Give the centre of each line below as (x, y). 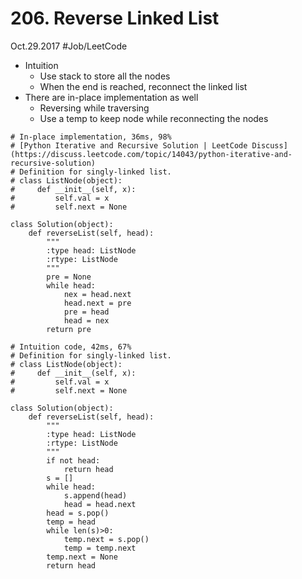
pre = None (69, 277)
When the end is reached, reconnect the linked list (143, 86)
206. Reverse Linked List (115, 18)
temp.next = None (82, 557)
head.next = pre (97, 303)
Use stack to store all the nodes (105, 76)
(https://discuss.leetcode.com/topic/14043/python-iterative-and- (151, 154)
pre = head (86, 312)
